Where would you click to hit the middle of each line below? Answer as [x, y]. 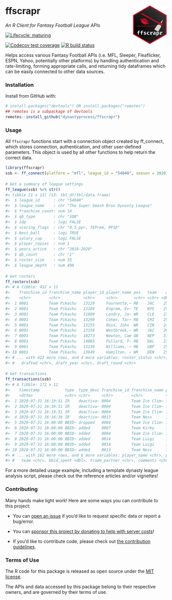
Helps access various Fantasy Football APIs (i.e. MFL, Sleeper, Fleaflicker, [83, 55]
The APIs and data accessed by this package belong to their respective [81, 587]
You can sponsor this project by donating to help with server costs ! [83, 531]
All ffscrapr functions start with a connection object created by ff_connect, [85, 141]
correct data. [19, 158]
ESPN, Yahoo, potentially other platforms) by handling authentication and [82, 60]
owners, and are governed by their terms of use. [56, 592]
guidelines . [24, 547]
